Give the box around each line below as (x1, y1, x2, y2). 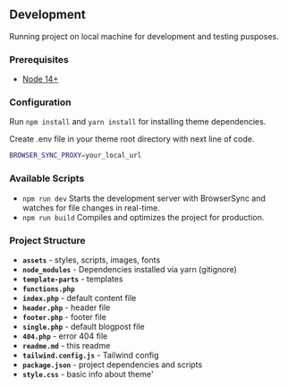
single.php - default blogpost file (21, 321, 145, 332)
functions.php (21, 284, 75, 294)
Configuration (9, 96, 72, 108)
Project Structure (9, 234, 86, 246)
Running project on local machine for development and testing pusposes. (9, 30, 279, 41)
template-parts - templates (21, 273, 123, 284)
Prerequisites (9, 53, 69, 65)
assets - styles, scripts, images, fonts (21, 254, 161, 265)
